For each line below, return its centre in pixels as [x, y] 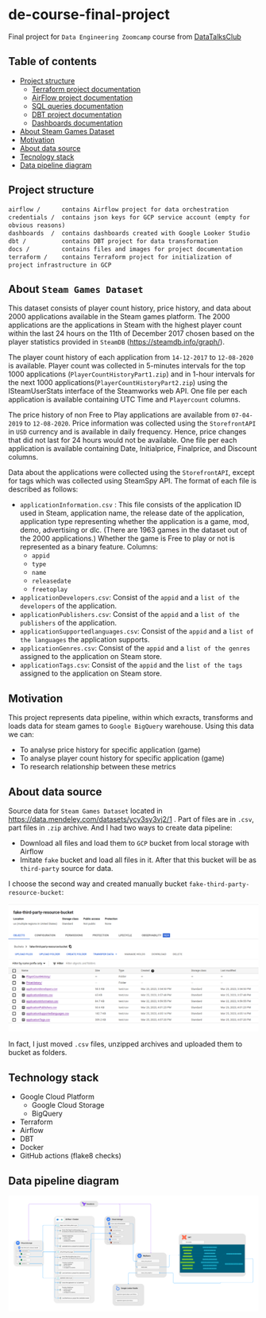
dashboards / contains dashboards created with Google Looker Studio [129, 233]
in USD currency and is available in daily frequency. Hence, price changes [127, 432]
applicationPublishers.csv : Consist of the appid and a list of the [129, 615]
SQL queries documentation [77, 106]
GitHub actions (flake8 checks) [70, 1156]
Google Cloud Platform [57, 1096]
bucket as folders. [38, 1053]
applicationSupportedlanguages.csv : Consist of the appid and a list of [137, 631]
